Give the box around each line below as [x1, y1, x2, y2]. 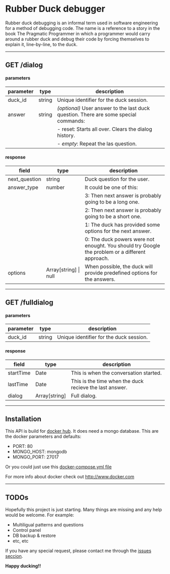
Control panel [12, 527, 41, 533]
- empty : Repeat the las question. [57, 140, 137, 147]
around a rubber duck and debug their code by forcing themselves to [5, 36, 149, 42]
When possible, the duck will [84, 263, 153, 270]
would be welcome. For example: [5, 512, 74, 518]
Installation [5, 414, 41, 423]
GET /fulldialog [5, 298, 54, 307]
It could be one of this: [84, 183, 138, 190]
